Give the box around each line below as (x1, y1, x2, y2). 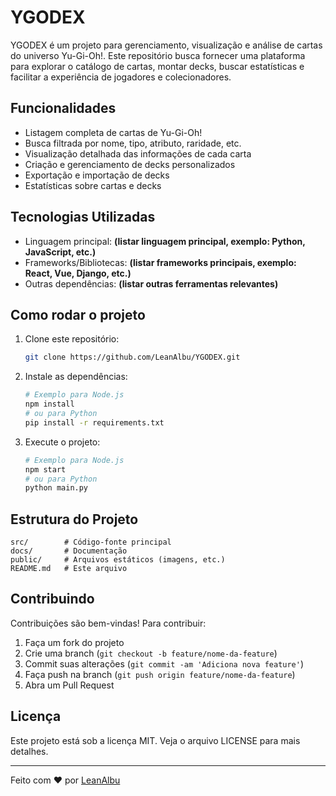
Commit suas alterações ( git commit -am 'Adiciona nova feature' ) (24, 657, 305, 670)
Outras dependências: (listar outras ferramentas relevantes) (24, 277, 279, 290)
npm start (24, 464, 67, 475)
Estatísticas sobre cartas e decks (24, 179, 162, 191)
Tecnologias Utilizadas (10, 209, 156, 226)
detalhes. (10, 745, 49, 757)
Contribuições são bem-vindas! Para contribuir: (10, 617, 207, 629)
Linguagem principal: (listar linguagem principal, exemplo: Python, (24, 235, 306, 247)
